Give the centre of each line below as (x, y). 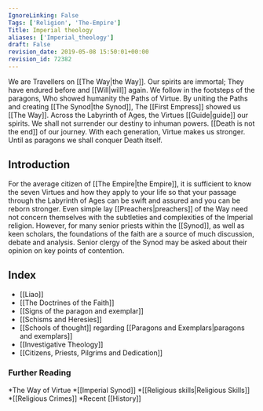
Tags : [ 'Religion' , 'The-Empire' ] (65, 23)
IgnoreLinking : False (44, 15)
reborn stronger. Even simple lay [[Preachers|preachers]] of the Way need (128, 208)
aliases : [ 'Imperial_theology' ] (61, 37)
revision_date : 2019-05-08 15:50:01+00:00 (79, 52)
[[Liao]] (31, 294)
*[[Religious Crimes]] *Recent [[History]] (75, 398)
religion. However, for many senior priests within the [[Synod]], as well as (126, 226)
